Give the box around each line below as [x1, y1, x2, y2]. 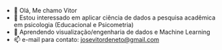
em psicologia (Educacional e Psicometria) [13, 21, 135, 28]
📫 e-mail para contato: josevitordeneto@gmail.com [13, 36, 159, 43]
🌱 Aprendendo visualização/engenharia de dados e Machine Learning [13, 28, 210, 36]
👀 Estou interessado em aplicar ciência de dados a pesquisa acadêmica [13, 14, 216, 22]
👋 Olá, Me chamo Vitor [13, 7, 77, 14]
